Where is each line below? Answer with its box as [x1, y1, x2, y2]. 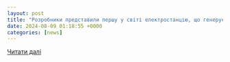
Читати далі [7, 48, 42, 56]
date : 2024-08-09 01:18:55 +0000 [7, 22, 103, 29]
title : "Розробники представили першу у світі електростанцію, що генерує [7, 16, 225, 23]
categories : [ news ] [7, 29, 63, 36]
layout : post [7, 10, 44, 17]
